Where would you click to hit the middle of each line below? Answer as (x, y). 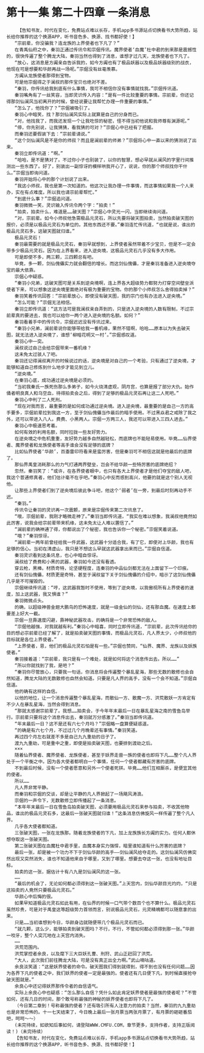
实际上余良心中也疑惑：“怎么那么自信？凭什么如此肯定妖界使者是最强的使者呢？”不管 (105, 993)
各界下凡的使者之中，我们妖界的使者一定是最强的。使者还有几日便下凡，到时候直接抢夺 (104, 973)
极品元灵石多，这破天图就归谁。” (40, 231)
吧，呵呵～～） (22, 1019)
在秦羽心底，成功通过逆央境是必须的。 (55, 380)
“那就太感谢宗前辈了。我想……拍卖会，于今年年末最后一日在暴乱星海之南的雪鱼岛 (100, 711)
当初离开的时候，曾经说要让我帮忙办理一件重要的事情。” (93, 101)
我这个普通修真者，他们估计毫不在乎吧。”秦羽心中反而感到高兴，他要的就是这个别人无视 (100, 477)
